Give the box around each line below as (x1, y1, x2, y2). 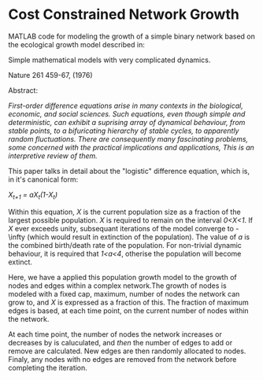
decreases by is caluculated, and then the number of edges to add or (8, 338, 233, 347)
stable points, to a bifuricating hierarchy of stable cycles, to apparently (8, 126, 239, 135)
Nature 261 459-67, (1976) (8, 70, 93, 79)
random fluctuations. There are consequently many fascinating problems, (8, 134, 249, 143)
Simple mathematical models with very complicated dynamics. (8, 55, 211, 65)
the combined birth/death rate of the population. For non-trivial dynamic (8, 240, 243, 249)
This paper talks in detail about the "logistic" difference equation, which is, (8, 166, 250, 175)
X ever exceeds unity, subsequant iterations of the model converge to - (8, 223, 239, 233)
